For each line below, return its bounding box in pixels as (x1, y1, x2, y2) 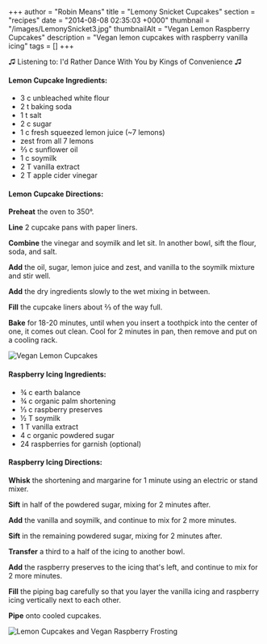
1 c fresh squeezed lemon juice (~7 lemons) (19, 128, 165, 137)
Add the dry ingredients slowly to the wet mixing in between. (8, 287, 211, 297)
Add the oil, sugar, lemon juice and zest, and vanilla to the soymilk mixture (8, 263, 256, 272)
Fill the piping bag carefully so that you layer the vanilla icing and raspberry (8, 586, 260, 596)
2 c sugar (19, 119, 52, 128)
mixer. (8, 484, 29, 494)
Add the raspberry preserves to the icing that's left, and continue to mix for (8, 562, 258, 572)
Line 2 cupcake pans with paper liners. (8, 222, 138, 233)
